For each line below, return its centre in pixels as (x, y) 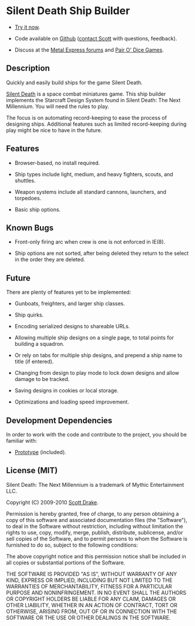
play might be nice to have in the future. (54, 130)
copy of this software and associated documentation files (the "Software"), (97, 520)
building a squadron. (39, 344)
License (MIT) (32, 471)
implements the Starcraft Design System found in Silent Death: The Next (93, 100)
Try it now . (27, 27)
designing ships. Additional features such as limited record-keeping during (96, 124)
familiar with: (22, 441)
